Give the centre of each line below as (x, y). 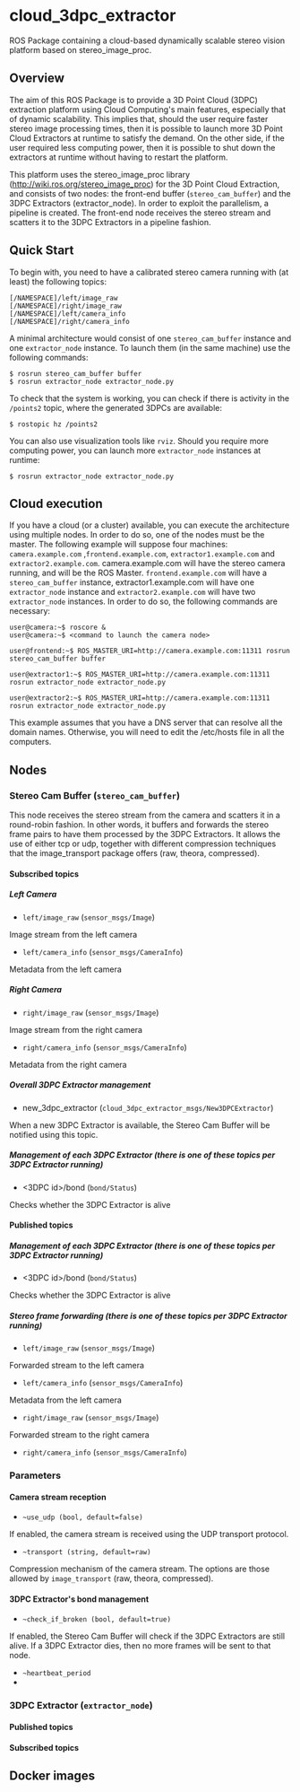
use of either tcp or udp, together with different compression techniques (143, 844)
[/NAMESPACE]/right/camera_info (69, 321)
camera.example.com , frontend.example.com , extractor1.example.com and (142, 554)
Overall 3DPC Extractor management (80, 1085)
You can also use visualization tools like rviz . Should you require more (139, 441)
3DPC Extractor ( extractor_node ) (81, 1706)
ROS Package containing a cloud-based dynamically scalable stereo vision (147, 40)
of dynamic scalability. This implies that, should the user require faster (139, 118)
